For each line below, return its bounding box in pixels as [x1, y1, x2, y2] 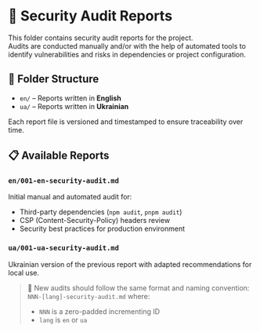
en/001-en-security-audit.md [8, 177, 120, 185]
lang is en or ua [38, 315, 88, 324]
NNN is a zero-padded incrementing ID [38, 306, 161, 316]
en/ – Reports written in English [19, 93, 121, 103]
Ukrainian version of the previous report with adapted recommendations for [8, 259, 252, 269]
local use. [8, 268, 39, 277]
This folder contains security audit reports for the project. [8, 33, 193, 42]
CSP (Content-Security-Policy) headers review [19, 216, 171, 225]
